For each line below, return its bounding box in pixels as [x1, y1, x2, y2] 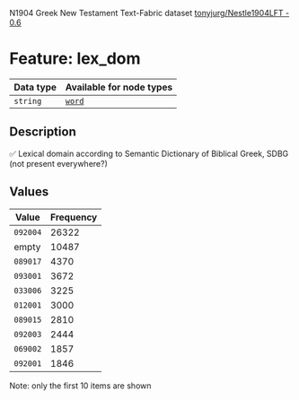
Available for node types [65, 81, 173, 93]
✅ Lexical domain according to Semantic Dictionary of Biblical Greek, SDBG [9, 148, 289, 159]
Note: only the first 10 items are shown [9, 380, 152, 391]
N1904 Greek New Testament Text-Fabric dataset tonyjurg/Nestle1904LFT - [9, 8, 290, 18]
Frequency [50, 211, 98, 223]
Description [9, 125, 76, 140]
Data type [13, 81, 57, 93]
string [13, 96, 42, 106]
